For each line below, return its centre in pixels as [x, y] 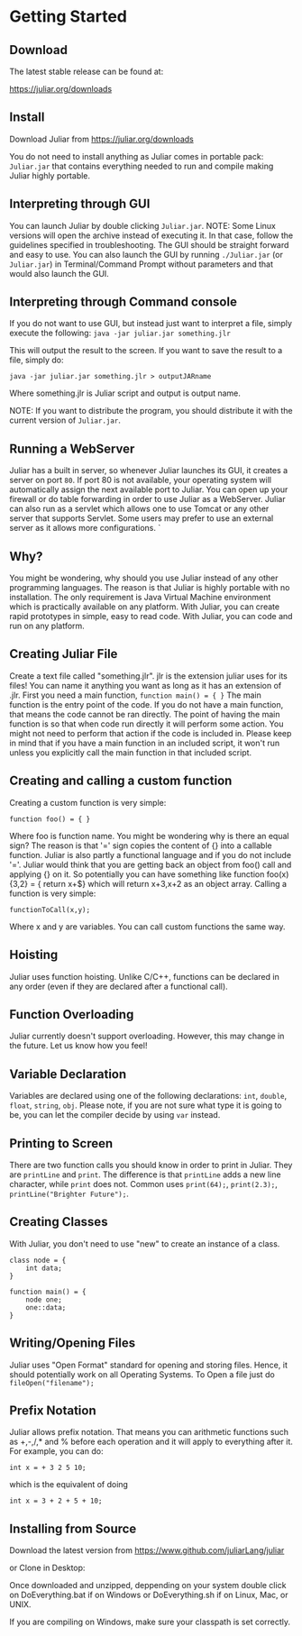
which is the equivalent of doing [69, 1485]
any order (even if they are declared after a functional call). [119, 986]
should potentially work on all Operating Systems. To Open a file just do [142, 1374]
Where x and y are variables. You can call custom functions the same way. [147, 927]
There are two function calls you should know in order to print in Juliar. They [151, 1165]
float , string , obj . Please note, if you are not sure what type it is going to [146, 1105]
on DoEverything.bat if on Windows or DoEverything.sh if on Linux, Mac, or [149, 1595]
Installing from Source [73, 1528]
